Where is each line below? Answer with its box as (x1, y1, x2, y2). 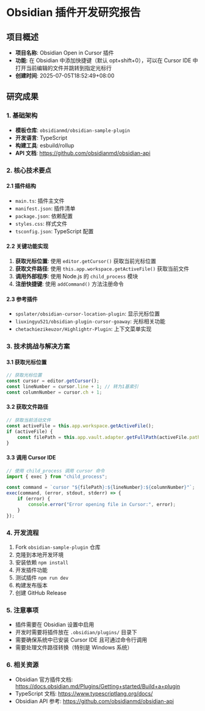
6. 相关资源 (6, 660, 39, 669)
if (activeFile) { (6, 428, 53, 435)
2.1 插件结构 (6, 182, 37, 190)
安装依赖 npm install (15, 558, 69, 566)
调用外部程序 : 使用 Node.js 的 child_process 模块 (15, 273, 138, 280)
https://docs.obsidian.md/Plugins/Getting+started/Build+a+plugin (15, 682, 181, 690)
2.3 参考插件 (6, 295, 38, 303)
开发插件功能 (15, 566, 48, 574)
